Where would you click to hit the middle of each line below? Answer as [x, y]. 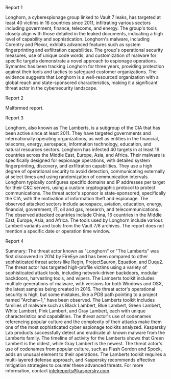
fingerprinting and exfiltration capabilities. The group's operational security [84, 50]
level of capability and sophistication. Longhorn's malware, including [77, 39]
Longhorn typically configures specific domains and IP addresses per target [85, 182]
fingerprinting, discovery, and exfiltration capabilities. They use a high [79, 166]
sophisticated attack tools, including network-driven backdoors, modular [82, 273]
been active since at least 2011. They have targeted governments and [78, 133]
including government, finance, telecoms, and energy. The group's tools [81, 28]
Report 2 [15, 98]
